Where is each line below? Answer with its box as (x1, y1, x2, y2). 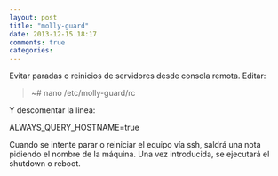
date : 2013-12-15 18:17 (9, 29, 98, 38)
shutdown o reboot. (9, 158, 82, 169)
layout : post (9, 12, 58, 22)
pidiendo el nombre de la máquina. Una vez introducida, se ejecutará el (9, 148, 270, 160)
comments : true (9, 37, 66, 47)
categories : (9, 46, 53, 55)
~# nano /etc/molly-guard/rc (30, 88, 136, 99)
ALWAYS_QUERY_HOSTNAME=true (9, 122, 139, 133)
